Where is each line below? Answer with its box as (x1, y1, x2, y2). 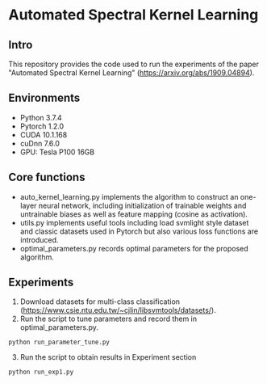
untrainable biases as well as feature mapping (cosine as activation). (19, 209, 248, 219)
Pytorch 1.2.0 (19, 121, 65, 131)
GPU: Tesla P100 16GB (19, 147, 95, 157)
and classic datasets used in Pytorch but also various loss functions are (19, 226, 259, 236)
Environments (8, 91, 81, 105)
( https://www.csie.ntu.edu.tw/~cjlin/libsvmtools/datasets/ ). (19, 306, 216, 315)
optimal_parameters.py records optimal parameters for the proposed (19, 243, 248, 253)
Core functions (8, 171, 86, 184)
